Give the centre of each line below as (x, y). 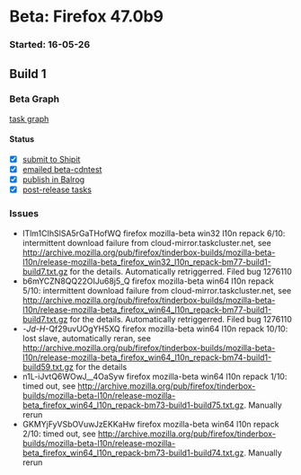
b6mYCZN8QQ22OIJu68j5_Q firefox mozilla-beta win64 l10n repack (148, 281)
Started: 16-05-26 (50, 45)
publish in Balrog (53, 180)
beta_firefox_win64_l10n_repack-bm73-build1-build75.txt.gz (133, 405)
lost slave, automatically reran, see (86, 338)
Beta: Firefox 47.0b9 (87, 17)
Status (22, 139)
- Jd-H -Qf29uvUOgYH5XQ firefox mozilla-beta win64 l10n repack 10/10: (155, 329)
